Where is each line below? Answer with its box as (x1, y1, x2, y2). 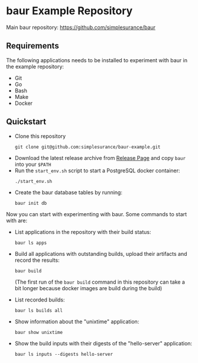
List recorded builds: (14, 296, 65, 303)
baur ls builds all (14, 307, 63, 313)
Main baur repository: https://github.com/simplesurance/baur (6, 24, 155, 31)
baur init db (14, 200, 47, 206)
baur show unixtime (14, 329, 63, 335)
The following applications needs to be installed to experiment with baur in (6, 56, 188, 63)
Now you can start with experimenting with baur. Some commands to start (6, 210, 187, 217)
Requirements (6, 41, 59, 51)
